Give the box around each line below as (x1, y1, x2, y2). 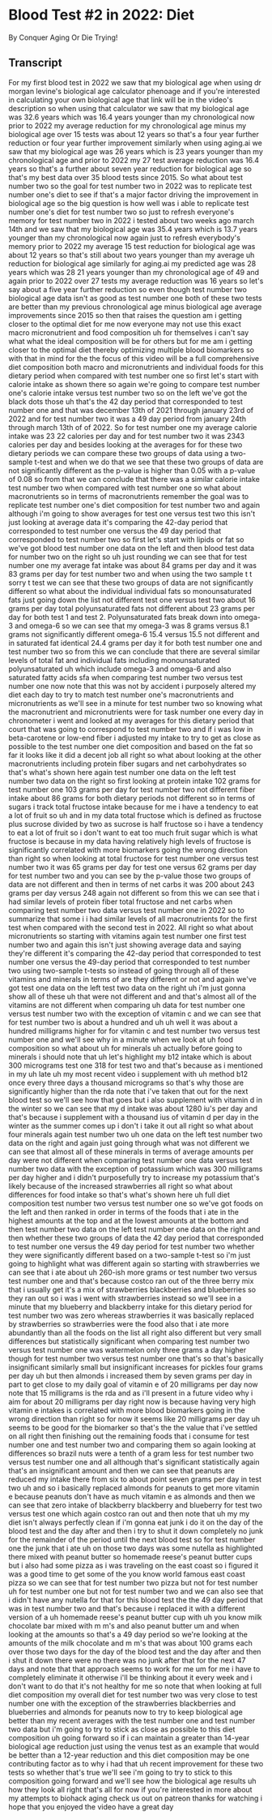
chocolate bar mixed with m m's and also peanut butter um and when (8, 1620, 240, 1630)
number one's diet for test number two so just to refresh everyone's (8, 207, 235, 217)
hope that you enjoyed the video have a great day (8, 1801, 174, 1811)
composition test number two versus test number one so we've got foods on (8, 1198, 264, 1208)
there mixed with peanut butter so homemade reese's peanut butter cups (8, 1551, 253, 1561)
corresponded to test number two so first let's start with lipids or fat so (8, 534, 244, 544)
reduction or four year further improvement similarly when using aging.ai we (8, 138, 263, 148)
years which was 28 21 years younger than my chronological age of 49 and (8, 267, 260, 277)
